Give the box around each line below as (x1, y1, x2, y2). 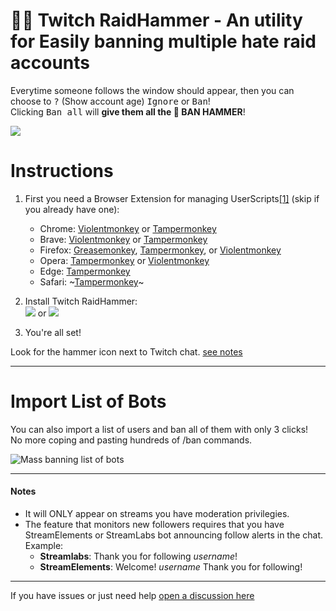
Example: (24, 540, 64, 552)
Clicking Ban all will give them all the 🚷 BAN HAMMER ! (10, 105, 246, 118)
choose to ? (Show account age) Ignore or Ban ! (10, 95, 211, 107)
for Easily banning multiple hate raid (10, 30, 317, 53)
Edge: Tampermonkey (39, 265, 131, 277)
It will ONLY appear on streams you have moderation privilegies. (24, 508, 290, 520)
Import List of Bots (10, 390, 167, 413)
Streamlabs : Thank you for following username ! (39, 550, 238, 563)
